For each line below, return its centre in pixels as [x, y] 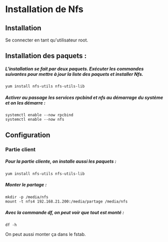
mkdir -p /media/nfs [27, 197]
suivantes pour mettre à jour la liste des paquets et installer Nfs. [74, 74]
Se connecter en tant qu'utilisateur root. [47, 40]
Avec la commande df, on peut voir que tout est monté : [65, 213]
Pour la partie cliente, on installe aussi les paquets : [61, 161]
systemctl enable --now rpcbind [39, 115]
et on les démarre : [25, 103]
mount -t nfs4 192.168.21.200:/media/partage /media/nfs [67, 201]
